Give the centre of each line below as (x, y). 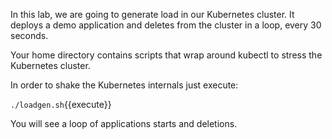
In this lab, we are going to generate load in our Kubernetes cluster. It (152, 14)
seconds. (29, 35)
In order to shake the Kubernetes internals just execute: (124, 85)
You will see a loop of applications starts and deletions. (124, 123)
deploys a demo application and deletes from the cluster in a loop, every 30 (166, 25)
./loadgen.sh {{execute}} (61, 104)
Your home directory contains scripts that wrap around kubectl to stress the (166, 55)
